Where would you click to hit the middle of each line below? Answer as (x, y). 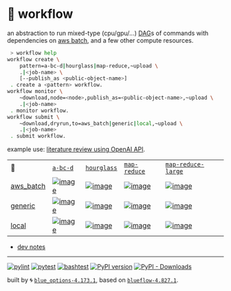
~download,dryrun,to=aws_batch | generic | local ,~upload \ (101, 123)
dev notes (31, 247)
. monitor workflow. (40, 110)
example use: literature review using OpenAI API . (76, 149)
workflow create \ (33, 59)
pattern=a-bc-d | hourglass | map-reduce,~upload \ (89, 66)
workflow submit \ (33, 117)
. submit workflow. (38, 136)
